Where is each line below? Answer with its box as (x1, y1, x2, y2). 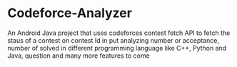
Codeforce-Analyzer (7, 5, 132, 21)
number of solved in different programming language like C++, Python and (7, 43, 227, 52)
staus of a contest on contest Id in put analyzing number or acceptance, (7, 36, 220, 44)
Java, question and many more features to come (7, 51, 150, 60)
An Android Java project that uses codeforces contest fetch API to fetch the (7, 29, 231, 37)
